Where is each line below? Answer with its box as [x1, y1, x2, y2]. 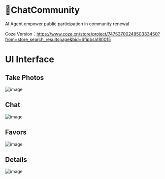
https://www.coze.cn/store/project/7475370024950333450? [36, 31, 160, 36]
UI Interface [5, 54, 54, 65]
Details [5, 155, 27, 164]
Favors [5, 128, 27, 137]
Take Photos [5, 73, 44, 82]
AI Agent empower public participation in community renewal [5, 21, 130, 27]
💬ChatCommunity [5, 4, 80, 16]
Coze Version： [5, 31, 37, 36]
